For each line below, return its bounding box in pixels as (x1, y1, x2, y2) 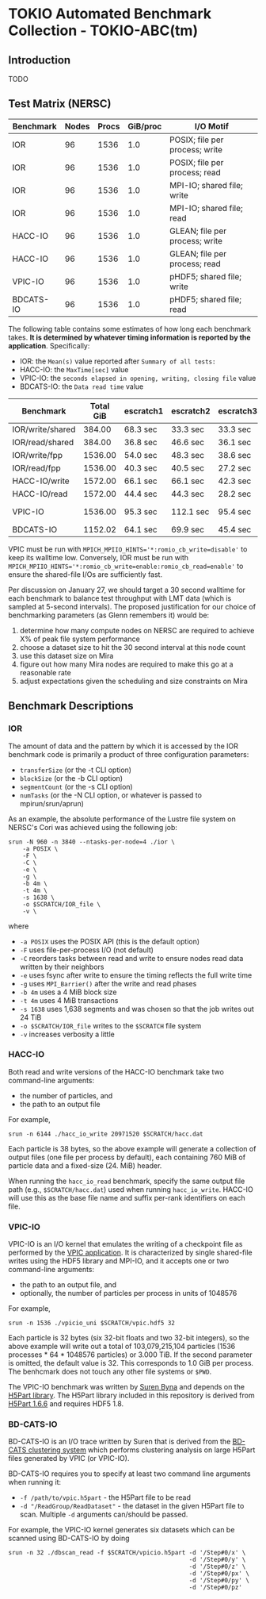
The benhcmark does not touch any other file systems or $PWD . (8, 1366, 212, 1377)
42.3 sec (218, 475, 252, 486)
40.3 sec (123, 462, 158, 473)
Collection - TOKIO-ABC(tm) (8, 21, 199, 40)
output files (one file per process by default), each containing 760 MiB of (8, 1152, 246, 1162)
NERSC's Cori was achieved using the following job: (8, 822, 178, 832)
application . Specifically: (8, 340, 90, 350)
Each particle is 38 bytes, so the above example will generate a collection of (8, 1144, 256, 1153)
